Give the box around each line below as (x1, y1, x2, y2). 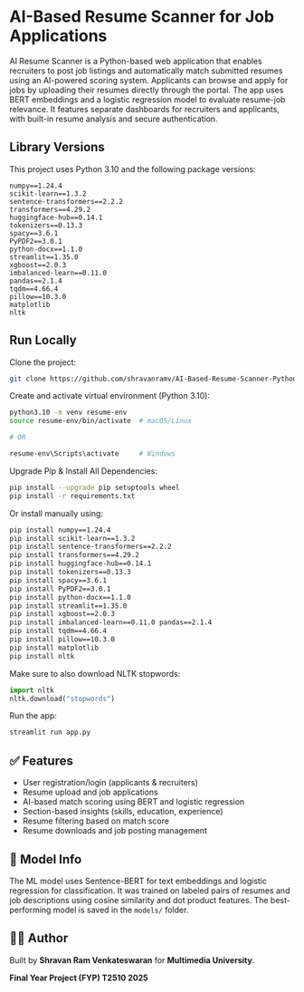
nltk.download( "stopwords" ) (9, 694, 116, 703)
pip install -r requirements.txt (9, 491, 136, 500)
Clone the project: (9, 356, 77, 368)
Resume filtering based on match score (22, 815, 170, 826)
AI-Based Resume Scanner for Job (9, 6, 274, 27)
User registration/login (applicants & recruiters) (22, 777, 199, 788)
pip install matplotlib (9, 643, 100, 652)
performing (9, 904, 52, 915)
